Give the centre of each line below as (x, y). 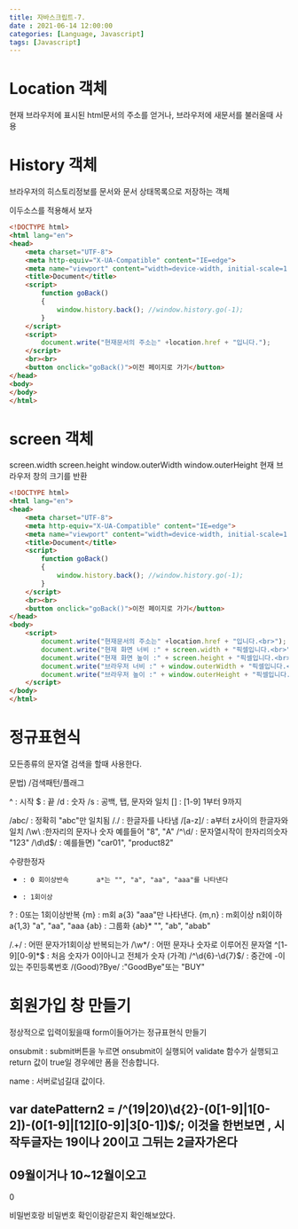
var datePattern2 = (62, 1110)
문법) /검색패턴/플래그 (47, 783)
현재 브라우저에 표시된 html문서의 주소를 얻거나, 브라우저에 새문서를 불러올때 (141, 115)
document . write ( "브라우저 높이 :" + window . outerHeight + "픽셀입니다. (166, 674)
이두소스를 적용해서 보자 (51, 210)
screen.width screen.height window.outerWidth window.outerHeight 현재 (142, 465)
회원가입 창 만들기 (70, 1006)
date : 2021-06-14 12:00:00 (61, 26)
